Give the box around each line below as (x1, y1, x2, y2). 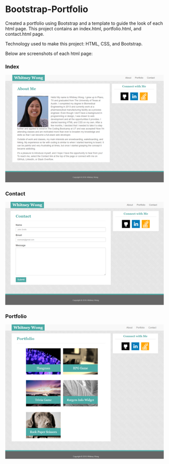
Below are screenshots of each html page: (5, 50, 93, 56)
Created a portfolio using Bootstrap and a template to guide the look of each (5, 20, 163, 26)
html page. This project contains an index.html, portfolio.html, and (5, 25, 142, 31)
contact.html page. (5, 31, 44, 37)
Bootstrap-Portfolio (5, 4, 89, 15)
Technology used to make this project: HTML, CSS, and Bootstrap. (5, 40, 143, 46)
